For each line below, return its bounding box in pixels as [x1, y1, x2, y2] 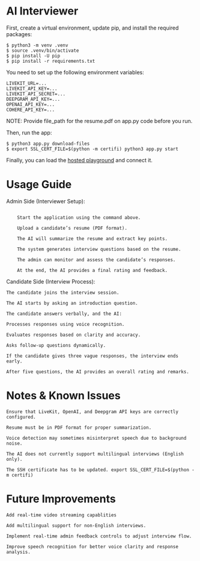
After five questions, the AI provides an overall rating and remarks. [6, 369, 189, 375]
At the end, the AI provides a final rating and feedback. [17, 267, 168, 273]
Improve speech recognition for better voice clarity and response [6, 544, 179, 550]
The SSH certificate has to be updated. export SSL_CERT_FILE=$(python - [6, 466, 195, 473]
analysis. [6, 549, 31, 555]
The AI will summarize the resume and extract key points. [17, 235, 168, 242]
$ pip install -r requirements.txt [6, 58, 95, 64]
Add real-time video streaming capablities [6, 512, 117, 518]
